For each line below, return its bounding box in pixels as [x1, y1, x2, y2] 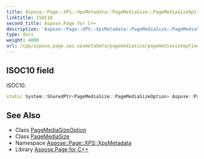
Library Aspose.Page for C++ [15, 146, 89, 153]
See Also [6, 110, 41, 121]
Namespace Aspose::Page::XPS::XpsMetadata [15, 140, 132, 147]
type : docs [6, 32, 34, 38]
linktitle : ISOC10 [6, 15, 53, 21]
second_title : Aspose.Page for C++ [6, 20, 97, 26]
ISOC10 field [6, 65, 55, 76]
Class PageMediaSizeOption [15, 126, 87, 134]
